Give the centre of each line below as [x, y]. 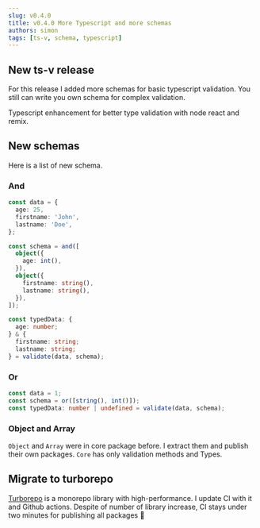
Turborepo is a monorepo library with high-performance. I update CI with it [130, 498]
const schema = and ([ [44, 246]
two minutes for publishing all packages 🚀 [76, 515]
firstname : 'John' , [48, 217]
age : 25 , [30, 210]
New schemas [44, 146]
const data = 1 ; [35, 393]
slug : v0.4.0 [30, 15]
